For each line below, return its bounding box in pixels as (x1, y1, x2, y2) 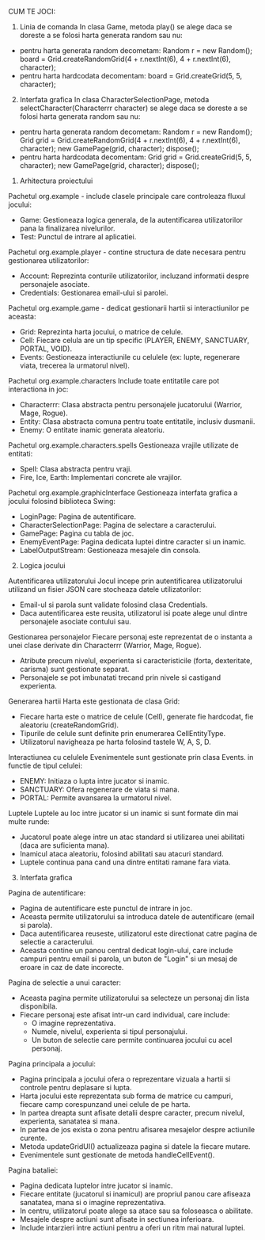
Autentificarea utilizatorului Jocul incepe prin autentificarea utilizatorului (8, 576, 243, 586)
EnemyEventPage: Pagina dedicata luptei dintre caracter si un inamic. (19, 537, 247, 546)
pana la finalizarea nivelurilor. (19, 223, 115, 233)
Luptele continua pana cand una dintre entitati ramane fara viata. (19, 857, 231, 867)
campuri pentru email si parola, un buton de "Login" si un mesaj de (19, 954, 238, 963)
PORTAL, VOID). (19, 344, 73, 353)
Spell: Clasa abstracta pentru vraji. (19, 464, 132, 474)
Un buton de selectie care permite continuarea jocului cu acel (31, 1036, 233, 1044)
